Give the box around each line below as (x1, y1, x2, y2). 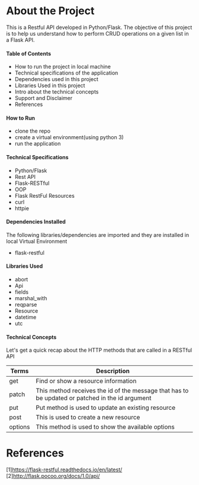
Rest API (14, 173, 36, 180)
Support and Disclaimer (14, 95, 73, 102)
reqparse (14, 301, 37, 308)
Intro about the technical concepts (14, 88, 99, 95)
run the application (14, 140, 61, 147)
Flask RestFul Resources (14, 192, 75, 199)
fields (14, 288, 28, 296)
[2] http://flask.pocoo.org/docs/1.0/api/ (6, 473, 100, 480)
